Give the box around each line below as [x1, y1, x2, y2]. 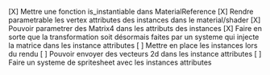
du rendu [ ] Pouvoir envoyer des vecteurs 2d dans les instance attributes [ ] [8, 49, 262, 58]
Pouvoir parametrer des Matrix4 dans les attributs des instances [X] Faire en [8, 24, 262, 33]
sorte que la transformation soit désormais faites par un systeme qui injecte [8, 32, 260, 41]
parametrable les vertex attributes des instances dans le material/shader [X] [8, 15, 261, 25]
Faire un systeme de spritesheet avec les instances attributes [8, 57, 212, 67]
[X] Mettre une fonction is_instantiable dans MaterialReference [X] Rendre [8, 7, 254, 16]
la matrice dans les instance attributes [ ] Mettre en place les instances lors [8, 41, 258, 50]
